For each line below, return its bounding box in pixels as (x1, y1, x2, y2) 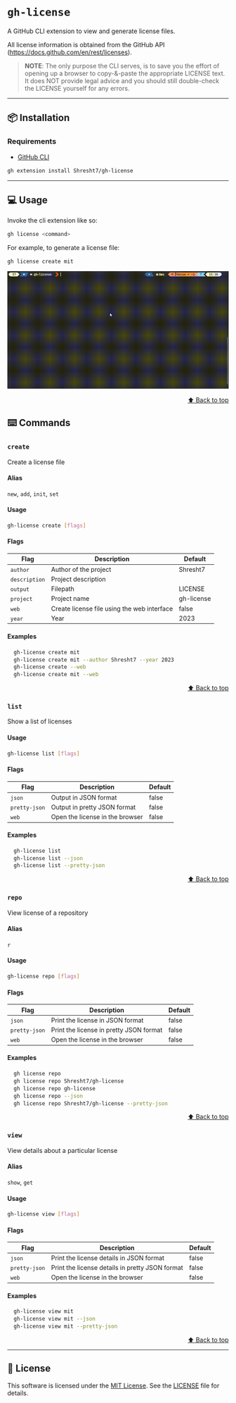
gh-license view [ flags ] (7, 1211, 80, 1218)
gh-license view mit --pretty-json (13, 1323, 118, 1330)
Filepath (51, 585, 75, 593)
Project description (51, 575, 107, 583)
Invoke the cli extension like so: (7, 216, 98, 225)
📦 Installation (7, 112, 70, 124)
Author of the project (51, 565, 112, 573)
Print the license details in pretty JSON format (51, 1264, 184, 1272)
